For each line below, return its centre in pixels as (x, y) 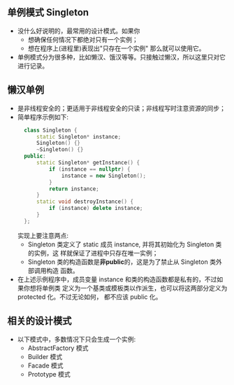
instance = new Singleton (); (104, 176)
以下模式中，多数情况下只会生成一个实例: (76, 339)
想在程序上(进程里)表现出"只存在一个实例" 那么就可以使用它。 (116, 48)
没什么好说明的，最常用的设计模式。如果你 (79, 31)
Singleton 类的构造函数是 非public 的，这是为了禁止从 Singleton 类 (122, 262)
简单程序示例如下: (43, 117)
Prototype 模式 (49, 374)
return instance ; (74, 189)
